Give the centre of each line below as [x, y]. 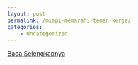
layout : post [27, 14]
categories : [25, 27]
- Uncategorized [44, 34]
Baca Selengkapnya [36, 54]
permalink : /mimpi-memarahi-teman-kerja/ [69, 20]
